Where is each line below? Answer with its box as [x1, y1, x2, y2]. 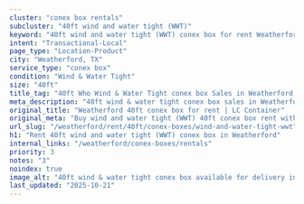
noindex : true [9, 164, 63, 173]
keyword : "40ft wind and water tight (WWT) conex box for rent [9, 30, 253, 39]
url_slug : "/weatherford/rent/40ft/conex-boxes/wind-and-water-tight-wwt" [9, 123, 298, 132]
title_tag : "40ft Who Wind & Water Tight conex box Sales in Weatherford [9, 88, 294, 97]
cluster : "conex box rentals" [9, 13, 124, 23]
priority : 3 [9, 147, 54, 156]
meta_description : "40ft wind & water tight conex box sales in [9, 97, 257, 107]
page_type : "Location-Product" [9, 47, 128, 56]
